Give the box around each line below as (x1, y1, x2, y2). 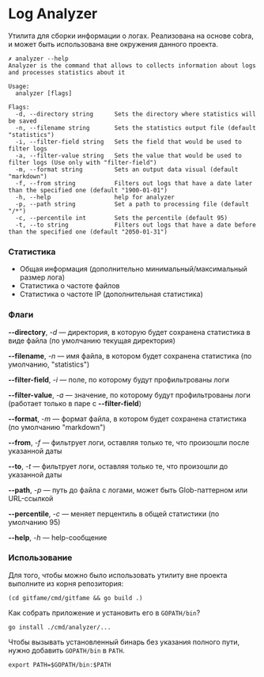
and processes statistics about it (8, 68, 126, 76)
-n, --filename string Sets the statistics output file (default (15, 124, 257, 131)
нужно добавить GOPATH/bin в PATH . (8, 645, 125, 655)
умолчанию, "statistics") (8, 359, 90, 369)
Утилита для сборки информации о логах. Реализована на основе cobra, (8, 31, 255, 40)
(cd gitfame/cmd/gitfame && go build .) (8, 594, 144, 602)
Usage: (8, 82, 30, 90)
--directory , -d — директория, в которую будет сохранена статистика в (8, 327, 251, 337)
